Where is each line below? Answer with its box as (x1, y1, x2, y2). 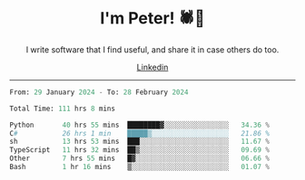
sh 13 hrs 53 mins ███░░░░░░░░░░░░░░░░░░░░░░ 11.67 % (9, 137, 271, 147)
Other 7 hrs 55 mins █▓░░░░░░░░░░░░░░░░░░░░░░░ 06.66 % (9, 154, 271, 164)
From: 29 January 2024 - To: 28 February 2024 (9, 88, 189, 97)
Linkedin (136, 62, 169, 72)
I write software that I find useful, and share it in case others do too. (25, 43, 280, 55)
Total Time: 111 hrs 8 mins (9, 104, 116, 113)
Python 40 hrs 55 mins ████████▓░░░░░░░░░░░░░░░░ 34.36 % (9, 120, 271, 129)
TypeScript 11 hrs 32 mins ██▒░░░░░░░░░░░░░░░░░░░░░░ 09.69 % (9, 146, 271, 155)
